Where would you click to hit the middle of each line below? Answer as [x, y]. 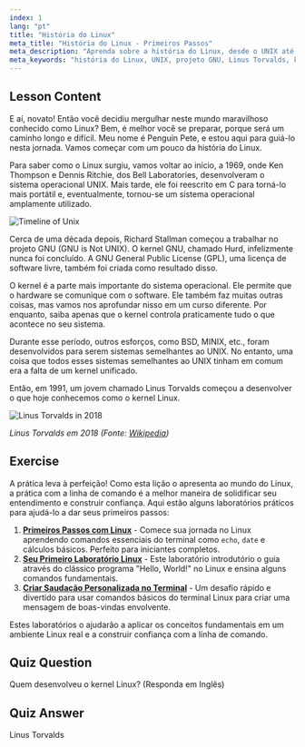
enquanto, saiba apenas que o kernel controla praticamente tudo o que [142, 314]
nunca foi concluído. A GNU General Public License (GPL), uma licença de [148, 258]
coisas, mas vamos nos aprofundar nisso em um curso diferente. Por [138, 304]
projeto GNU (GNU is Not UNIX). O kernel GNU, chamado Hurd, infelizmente [151, 248]
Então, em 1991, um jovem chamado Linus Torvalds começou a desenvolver [151, 388]
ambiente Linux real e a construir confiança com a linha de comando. [138, 634]
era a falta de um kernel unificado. [74, 370]
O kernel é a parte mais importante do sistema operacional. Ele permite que [151, 285]
